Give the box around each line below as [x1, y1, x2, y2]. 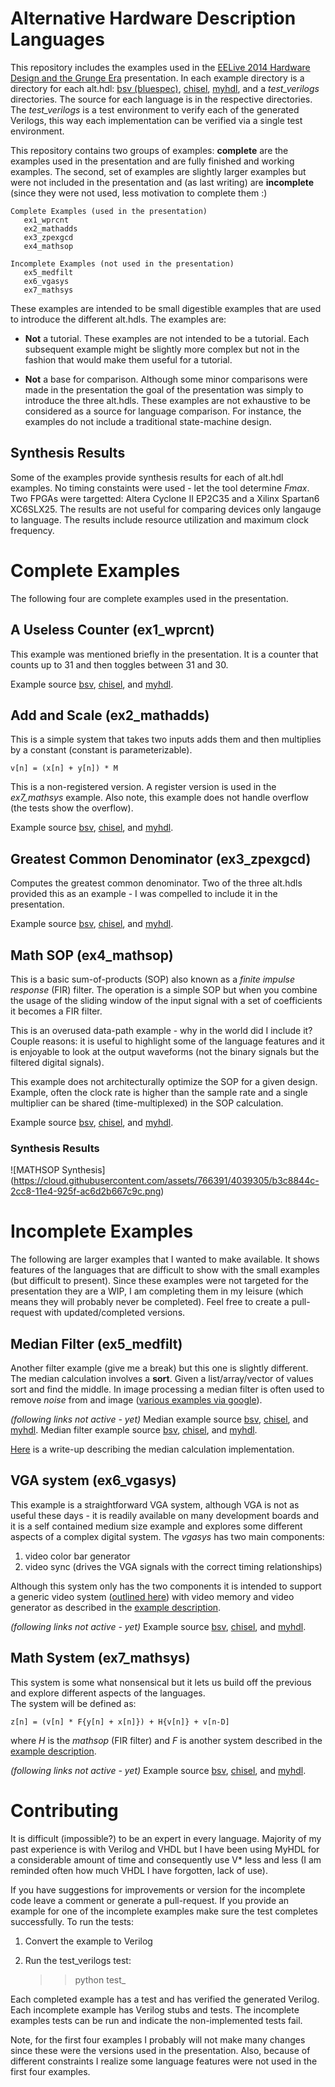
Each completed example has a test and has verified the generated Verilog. [10, 1993, 320, 2005]
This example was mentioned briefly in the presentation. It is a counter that [10, 648, 319, 660]
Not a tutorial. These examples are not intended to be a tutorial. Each [24, 332, 310, 344]
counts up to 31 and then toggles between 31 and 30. [10, 658, 229, 671]
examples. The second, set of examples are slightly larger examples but [10, 165, 307, 177]
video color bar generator [24, 1550, 131, 1562]
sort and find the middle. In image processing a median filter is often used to [10, 1383, 325, 1395]
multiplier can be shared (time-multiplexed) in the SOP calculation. [10, 1097, 284, 1109]
